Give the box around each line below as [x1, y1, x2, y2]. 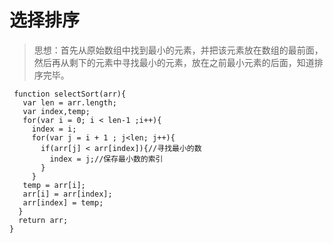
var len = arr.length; [22, 97, 117, 108]
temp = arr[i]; [22, 180, 86, 190]
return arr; [18, 215, 69, 225]
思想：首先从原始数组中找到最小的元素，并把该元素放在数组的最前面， [33, 44, 324, 56]
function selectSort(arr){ [13, 89, 127, 99]
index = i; [31, 124, 77, 134]
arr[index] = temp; [22, 197, 104, 208]
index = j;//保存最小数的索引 [49, 154, 164, 164]
